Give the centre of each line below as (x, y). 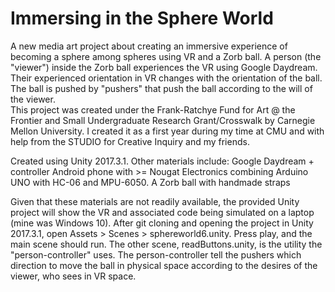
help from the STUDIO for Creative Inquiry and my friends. (130, 141)
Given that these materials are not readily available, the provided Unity (155, 201)
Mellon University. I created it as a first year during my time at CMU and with (167, 131)
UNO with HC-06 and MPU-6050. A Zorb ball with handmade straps (150, 182)
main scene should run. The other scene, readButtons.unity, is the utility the (166, 244)
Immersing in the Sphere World (142, 18)
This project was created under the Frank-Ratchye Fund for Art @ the (153, 109)
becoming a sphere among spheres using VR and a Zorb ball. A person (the (166, 56)
